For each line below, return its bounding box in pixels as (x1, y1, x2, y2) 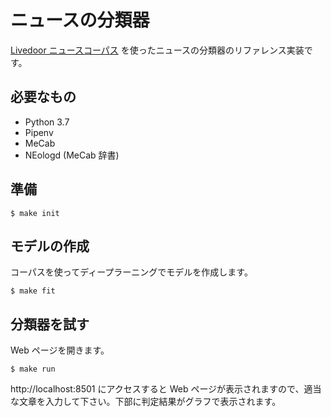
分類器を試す (10, 316, 90, 333)
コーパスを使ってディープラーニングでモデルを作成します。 (10, 266, 253, 278)
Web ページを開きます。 (10, 344, 110, 356)
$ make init (10, 208, 60, 218)
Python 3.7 (24, 116, 70, 128)
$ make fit (10, 286, 56, 296)
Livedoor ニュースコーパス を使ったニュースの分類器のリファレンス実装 (10, 44, 305, 56)
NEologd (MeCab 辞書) (24, 149, 120, 161)
